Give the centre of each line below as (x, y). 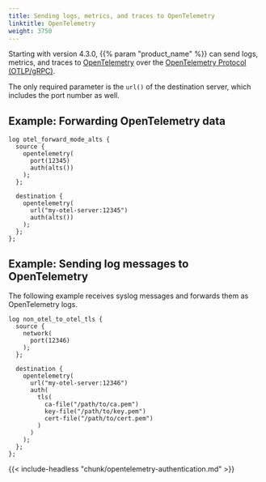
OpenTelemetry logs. (43, 304)
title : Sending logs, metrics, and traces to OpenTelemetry (112, 16)
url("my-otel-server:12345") (79, 211)
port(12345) (50, 161)
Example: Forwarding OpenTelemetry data (117, 121)
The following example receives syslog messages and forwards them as (129, 296)
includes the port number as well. (64, 96)
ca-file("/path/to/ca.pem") (91, 404)
